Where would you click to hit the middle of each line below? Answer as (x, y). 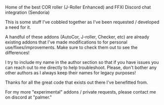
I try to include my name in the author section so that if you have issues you (82, 62)
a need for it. (18, 27)
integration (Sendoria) (27, 12)
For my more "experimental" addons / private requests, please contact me (81, 92)
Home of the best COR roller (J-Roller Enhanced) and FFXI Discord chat (78, 7)
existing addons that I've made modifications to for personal (66, 42)
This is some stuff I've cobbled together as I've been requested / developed (82, 22)
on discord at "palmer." (28, 97)
